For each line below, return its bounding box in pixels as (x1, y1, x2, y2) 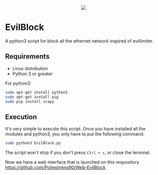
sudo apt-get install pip (5, 94, 59, 99)
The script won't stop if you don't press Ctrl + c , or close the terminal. (5, 150, 151, 156)
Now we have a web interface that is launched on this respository (5, 159, 139, 165)
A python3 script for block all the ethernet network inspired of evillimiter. (5, 38, 154, 44)
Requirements (5, 52, 50, 61)
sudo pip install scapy (5, 99, 55, 104)
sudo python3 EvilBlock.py (5, 141, 61, 146)
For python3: (5, 80, 31, 86)
